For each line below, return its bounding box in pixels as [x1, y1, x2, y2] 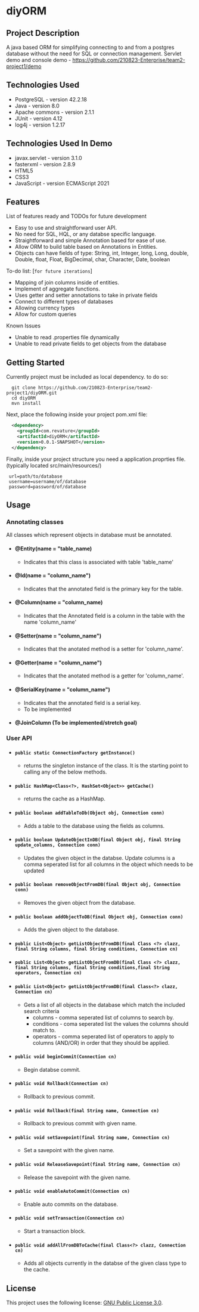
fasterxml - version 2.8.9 [14, 160, 76, 168]
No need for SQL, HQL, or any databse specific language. [14, 231, 157, 238]
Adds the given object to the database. [23, 926, 119, 933]
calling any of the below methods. [23, 768, 107, 776]
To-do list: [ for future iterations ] [6, 267, 92, 275]
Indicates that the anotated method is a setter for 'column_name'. [23, 645, 184, 652]
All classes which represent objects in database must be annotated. [6, 531, 173, 539]
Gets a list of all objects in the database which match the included [23, 1001, 186, 1008]
